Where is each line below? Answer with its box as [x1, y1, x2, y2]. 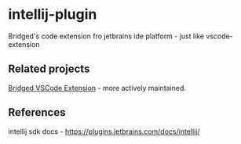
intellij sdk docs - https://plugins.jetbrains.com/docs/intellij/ [8, 127, 200, 136]
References [8, 106, 66, 119]
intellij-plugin [8, 5, 97, 23]
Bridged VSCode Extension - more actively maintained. [8, 83, 187, 92]
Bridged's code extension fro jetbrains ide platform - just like [8, 31, 205, 41]
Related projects [8, 63, 90, 76]
